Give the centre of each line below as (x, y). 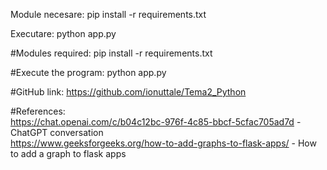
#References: (38, 111)
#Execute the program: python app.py (88, 72)
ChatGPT (29, 132)
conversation (76, 132)
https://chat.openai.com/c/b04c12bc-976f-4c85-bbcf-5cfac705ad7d (152, 122)
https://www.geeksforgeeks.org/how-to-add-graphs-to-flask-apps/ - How (163, 143)
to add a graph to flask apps (68, 153)
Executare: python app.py (63, 33)
